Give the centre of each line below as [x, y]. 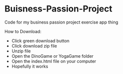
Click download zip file [34, 46]
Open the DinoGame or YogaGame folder [53, 56]
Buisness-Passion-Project [58, 9]
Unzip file [21, 51]
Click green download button [40, 41]
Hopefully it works [30, 66]
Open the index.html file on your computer [54, 61]
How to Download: [23, 31]
